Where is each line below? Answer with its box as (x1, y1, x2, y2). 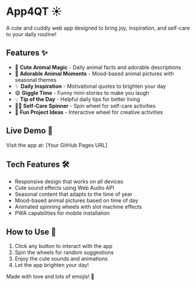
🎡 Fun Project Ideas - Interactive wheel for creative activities (14, 109, 163, 116)
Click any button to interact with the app (14, 243, 113, 250)
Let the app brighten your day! (14, 262, 89, 269)
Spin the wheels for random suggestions (14, 249, 114, 256)
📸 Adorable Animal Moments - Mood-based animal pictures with (14, 70, 175, 77)
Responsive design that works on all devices (14, 178, 123, 185)
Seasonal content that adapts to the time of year (14, 190, 133, 198)
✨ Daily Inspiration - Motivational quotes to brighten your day (14, 82, 166, 90)
